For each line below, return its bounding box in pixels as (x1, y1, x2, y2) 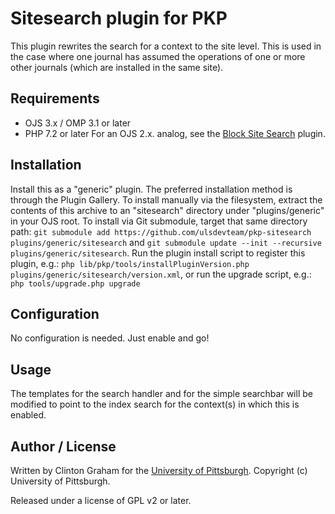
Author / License (10, 438, 117, 455)
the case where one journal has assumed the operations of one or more (10, 50, 306, 62)
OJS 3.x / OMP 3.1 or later (24, 117, 132, 129)
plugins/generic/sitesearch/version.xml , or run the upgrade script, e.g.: (10, 268, 312, 280)
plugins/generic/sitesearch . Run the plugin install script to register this (10, 247, 306, 259)
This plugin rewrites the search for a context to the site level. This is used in (10, 40, 322, 52)
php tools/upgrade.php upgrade (10, 278, 141, 289)
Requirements (10, 90, 100, 107)
